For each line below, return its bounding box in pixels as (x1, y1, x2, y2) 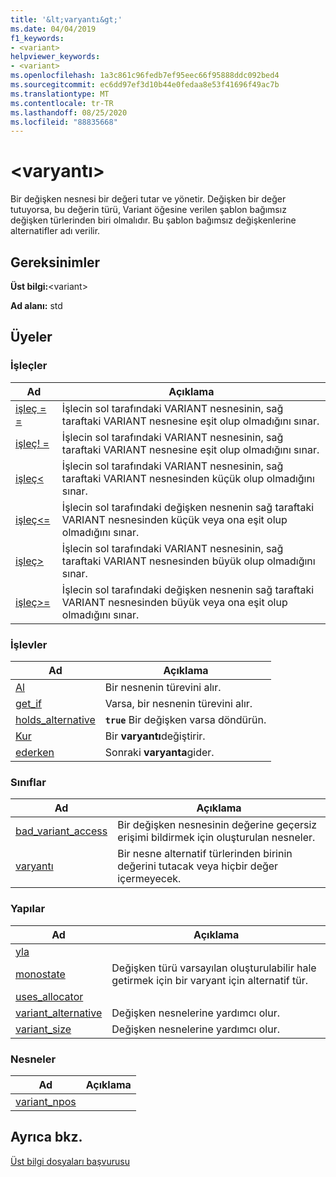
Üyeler (10, 329, 53, 346)
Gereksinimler (10, 254, 101, 271)
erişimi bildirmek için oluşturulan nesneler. (117, 831, 316, 845)
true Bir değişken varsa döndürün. (104, 712, 267, 726)
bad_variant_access (15, 824, 108, 838)
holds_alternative (15, 712, 96, 726)
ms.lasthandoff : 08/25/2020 (10, 107, 128, 118)
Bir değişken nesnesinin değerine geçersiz (117, 818, 318, 832)
